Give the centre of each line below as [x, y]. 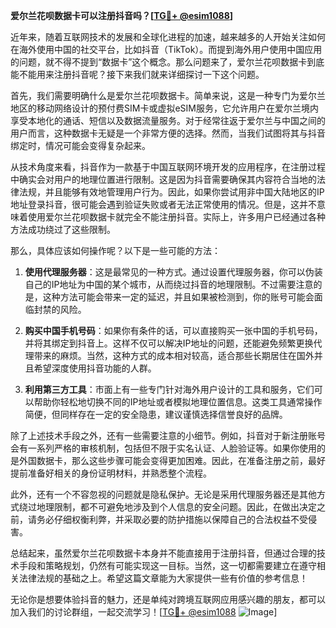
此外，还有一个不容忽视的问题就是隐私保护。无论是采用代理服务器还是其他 [163, 494]
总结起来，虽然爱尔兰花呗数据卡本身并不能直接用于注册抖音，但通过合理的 [163, 553]
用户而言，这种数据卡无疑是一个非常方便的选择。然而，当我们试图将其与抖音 [168, 133]
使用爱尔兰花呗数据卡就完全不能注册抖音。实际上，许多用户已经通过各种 [176, 217]
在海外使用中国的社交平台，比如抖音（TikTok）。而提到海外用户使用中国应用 [166, 49]
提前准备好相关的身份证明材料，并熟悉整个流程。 [111, 473]
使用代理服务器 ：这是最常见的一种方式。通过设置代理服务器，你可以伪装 [173, 272]
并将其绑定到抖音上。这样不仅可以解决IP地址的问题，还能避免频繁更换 [169, 343]
